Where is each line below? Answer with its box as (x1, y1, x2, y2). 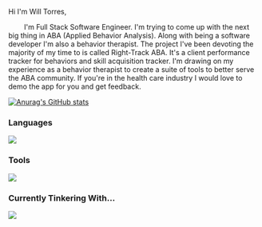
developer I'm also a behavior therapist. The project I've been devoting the (8, 39, 254, 49)
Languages (8, 117, 54, 128)
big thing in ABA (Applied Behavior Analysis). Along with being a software (8, 31, 250, 40)
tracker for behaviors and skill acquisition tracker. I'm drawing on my (8, 56, 234, 66)
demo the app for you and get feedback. (8, 82, 141, 91)
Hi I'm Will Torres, (8, 7, 67, 16)
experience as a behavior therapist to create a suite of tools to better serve (8, 65, 255, 74)
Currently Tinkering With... (8, 192, 116, 203)
